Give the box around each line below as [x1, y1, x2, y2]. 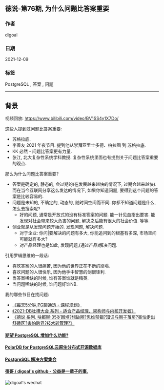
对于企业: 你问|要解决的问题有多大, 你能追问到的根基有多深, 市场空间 [19, 230, 157, 236]
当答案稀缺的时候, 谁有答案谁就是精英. [12, 275, 89, 281]
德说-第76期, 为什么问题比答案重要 [5, 4, 109, 13]
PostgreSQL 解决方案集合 [5, 356, 57, 362]
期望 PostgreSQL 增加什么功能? [5, 332, 69, 338]
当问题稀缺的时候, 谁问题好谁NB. [12, 281, 78, 287]
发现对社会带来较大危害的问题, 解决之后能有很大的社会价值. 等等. [19, 218, 150, 224]
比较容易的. [20, 194, 44, 199]
